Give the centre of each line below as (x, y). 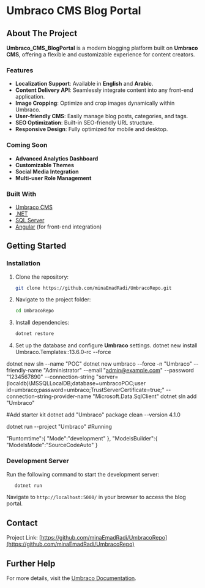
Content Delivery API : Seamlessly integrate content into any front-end (104, 90)
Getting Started (36, 246)
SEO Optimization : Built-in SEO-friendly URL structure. (84, 123)
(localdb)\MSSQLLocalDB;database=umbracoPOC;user (76, 383)
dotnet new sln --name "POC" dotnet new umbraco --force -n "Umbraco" (99, 364)
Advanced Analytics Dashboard (57, 158)
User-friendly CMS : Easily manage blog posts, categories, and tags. (102, 116)
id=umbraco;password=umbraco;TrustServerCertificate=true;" (86, 390)
